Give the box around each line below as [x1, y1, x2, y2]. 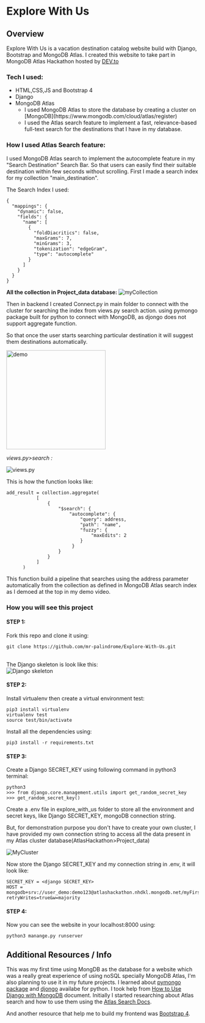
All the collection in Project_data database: [6, 288, 118, 296]
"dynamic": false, [17, 209, 64, 215]
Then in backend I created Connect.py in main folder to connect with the [6, 300, 189, 307]
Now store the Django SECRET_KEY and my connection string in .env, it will [6, 861, 195, 868]
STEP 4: [6, 907, 27, 915]
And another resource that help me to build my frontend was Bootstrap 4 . [6, 1010, 190, 1018]
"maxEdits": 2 [90, 532, 127, 538]
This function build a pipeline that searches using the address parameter [6, 575, 189, 582]
